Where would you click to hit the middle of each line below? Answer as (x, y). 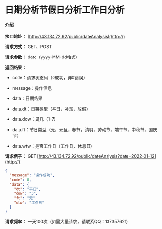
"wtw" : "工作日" (29, 203)
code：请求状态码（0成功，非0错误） (50, 78)
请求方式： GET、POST (28, 47)
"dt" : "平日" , (27, 189)
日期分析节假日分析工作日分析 (65, 10)
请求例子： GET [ (22, 156)
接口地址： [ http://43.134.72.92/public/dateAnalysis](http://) (65, 37)
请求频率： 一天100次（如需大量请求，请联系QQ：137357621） (68, 222)
